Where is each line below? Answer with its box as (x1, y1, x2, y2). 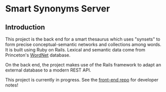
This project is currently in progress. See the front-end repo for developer (5, 77, 159, 82)
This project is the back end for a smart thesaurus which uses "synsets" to (5, 36, 160, 42)
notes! (5, 82, 19, 88)
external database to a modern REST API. (5, 67, 91, 73)
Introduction (5, 23, 45, 31)
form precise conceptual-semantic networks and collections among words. (5, 41, 161, 47)
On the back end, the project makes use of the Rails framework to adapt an (5, 62, 161, 67)
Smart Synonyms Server (5, 3, 110, 14)
